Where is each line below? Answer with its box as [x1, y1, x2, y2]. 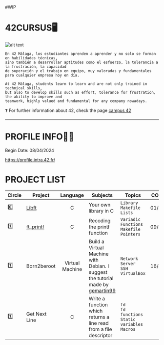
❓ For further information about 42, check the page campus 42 [5, 107, 132, 113]
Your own [88, 201, 111, 208]
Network [120, 256, 138, 262]
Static [120, 317, 136, 322]
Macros [120, 326, 136, 332]
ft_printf [26, 223, 45, 230]
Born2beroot [26, 263, 56, 269]
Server [120, 261, 136, 266]
